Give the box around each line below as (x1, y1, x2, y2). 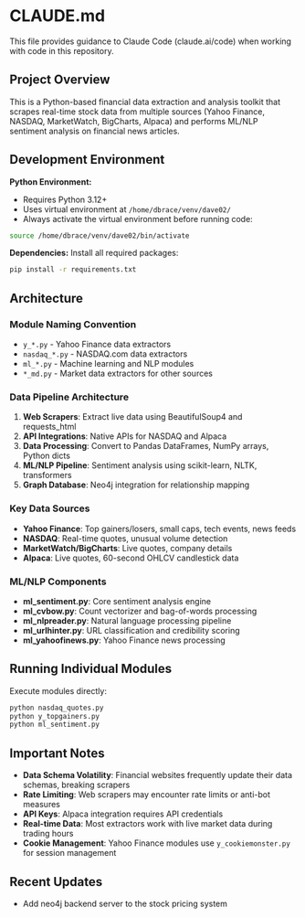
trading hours (22, 828, 74, 839)
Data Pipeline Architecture (9, 390, 130, 403)
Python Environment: (9, 176, 92, 187)
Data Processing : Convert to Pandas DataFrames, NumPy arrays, (22, 441, 269, 452)
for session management (22, 848, 117, 859)
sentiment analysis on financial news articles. (9, 125, 180, 136)
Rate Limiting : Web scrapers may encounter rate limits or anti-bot (22, 789, 271, 800)
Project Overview (9, 72, 110, 88)
